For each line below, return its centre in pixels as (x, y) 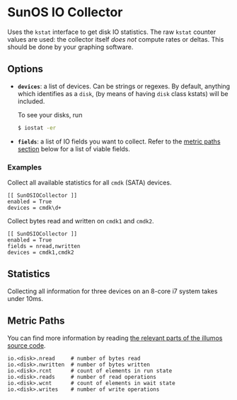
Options (25, 69)
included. (31, 101)
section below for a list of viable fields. (74, 148)
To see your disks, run (50, 114)
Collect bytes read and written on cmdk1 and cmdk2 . (81, 220)
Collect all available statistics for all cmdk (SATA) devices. (89, 182)
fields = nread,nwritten (44, 246)
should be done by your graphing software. (70, 47)
